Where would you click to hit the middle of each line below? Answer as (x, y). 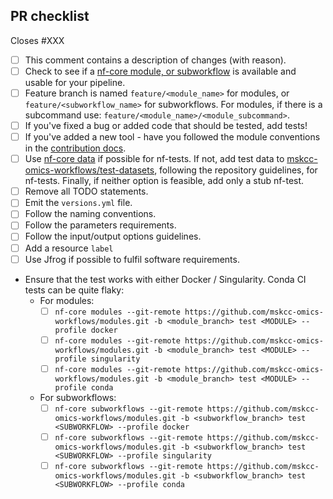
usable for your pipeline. (75, 82)
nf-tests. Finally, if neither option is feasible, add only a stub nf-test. (164, 181)
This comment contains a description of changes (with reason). (155, 60)
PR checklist (50, 16)
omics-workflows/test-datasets (89, 170)
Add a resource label (69, 248)
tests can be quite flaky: (74, 290)
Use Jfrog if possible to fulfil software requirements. (132, 259)
